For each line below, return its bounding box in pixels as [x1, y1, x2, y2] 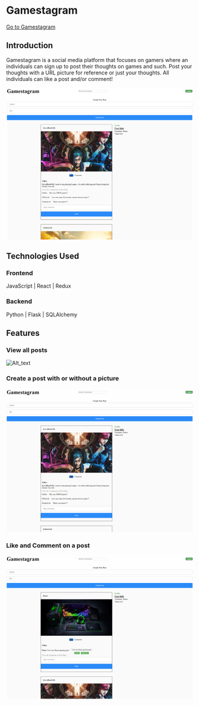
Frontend [6, 269, 33, 277]
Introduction [6, 40, 53, 51]
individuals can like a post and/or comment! [6, 75, 113, 82]
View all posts [6, 346, 48, 354]
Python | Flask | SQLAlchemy [6, 311, 78, 318]
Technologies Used [6, 251, 79, 261]
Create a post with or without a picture [6, 375, 119, 383]
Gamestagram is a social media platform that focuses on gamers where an [6, 56, 188, 63]
